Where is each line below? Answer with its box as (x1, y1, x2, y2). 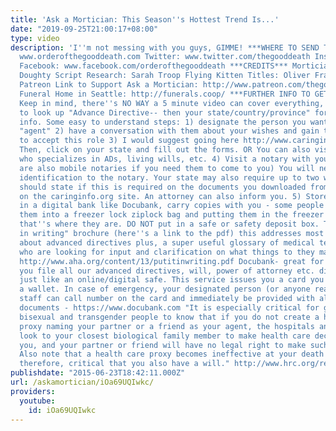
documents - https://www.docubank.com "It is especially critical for (19, 303, 320, 313)
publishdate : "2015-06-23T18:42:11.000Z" (10, 368, 186, 378)
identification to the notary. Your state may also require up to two (19, 172, 320, 183)
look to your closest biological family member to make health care (19, 331, 311, 341)
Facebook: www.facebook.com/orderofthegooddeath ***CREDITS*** (19, 61, 288, 71)
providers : (10, 386, 56, 396)
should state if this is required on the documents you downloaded (19, 182, 307, 192)
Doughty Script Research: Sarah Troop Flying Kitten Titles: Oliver (19, 71, 311, 81)
